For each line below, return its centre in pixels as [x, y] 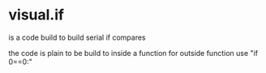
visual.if [36, 15]
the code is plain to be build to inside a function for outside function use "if [133, 53]
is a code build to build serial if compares [77, 37]
